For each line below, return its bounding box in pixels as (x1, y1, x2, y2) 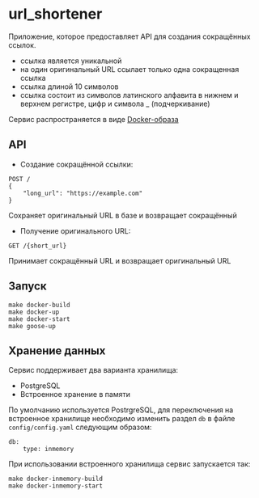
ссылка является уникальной (19, 56, 122, 65)
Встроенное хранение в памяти (19, 390, 131, 399)
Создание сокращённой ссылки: (19, 159, 134, 169)
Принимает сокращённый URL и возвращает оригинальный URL (8, 255, 231, 265)
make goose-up (8, 322, 57, 330)
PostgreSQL (19, 381, 61, 390)
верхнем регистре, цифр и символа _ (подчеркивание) (19, 99, 210, 108)
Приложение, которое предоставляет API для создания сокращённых (8, 32, 251, 41)
